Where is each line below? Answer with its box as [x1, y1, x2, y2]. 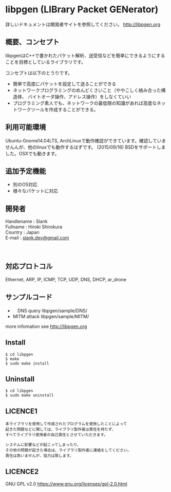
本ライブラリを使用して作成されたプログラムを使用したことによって [5, 422, 127, 427]
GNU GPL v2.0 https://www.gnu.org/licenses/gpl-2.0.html [5, 481, 127, 487]
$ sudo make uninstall [5, 393, 54, 398]
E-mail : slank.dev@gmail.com [5, 235, 69, 241]
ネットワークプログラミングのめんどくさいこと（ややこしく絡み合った [12, 87, 161, 93]
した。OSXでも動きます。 [5, 150, 60, 156]
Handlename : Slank [5, 218, 48, 225]
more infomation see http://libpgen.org [5, 323, 87, 330]
